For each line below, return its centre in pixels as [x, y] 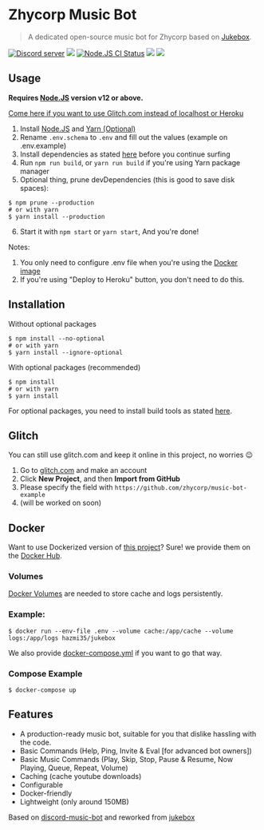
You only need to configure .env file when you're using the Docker [128, 262]
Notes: [19, 247]
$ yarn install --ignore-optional [66, 352]
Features [31, 715]
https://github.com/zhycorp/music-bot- [181, 488]
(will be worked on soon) [61, 503]
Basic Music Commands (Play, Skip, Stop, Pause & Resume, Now [126, 759]
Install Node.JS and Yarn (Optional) [78, 129]
